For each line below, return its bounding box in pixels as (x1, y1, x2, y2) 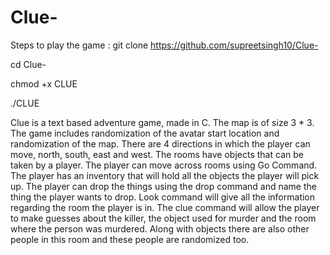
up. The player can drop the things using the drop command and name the (10, 180, 317, 192)
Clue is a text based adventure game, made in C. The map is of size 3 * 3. (10, 116, 315, 128)
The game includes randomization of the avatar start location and (10, 127, 280, 139)
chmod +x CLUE (10, 77, 78, 90)
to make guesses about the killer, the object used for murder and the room (10, 212, 317, 224)
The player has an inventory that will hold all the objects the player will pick (10, 169, 320, 181)
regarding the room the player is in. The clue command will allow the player (10, 201, 320, 213)
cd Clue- (10, 58, 47, 70)
